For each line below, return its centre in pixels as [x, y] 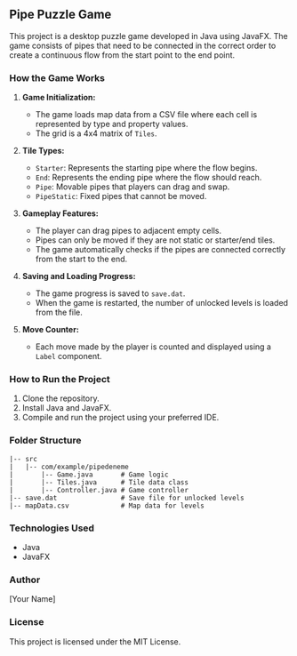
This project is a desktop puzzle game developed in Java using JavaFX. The [148, 36]
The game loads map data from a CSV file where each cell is [146, 115]
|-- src [24, 459]
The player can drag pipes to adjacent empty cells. [128, 231]
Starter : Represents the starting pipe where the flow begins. [146, 168]
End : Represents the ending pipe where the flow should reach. [148, 178]
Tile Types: [43, 151]
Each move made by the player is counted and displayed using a [153, 347]
